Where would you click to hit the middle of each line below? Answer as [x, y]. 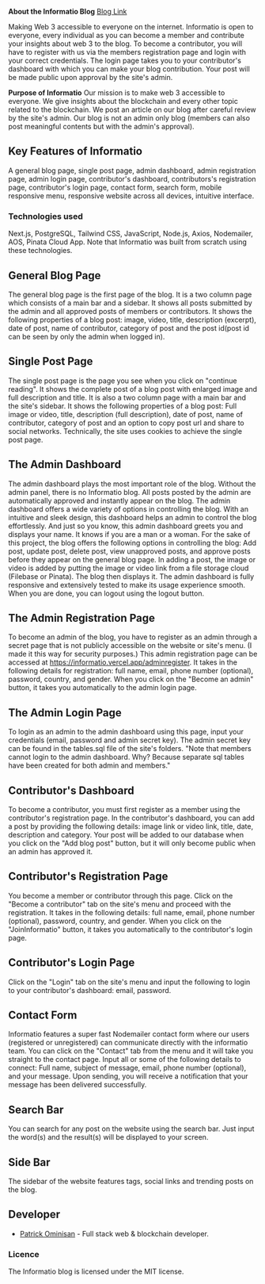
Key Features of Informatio [75, 151]
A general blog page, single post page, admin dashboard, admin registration [132, 171]
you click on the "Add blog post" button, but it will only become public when [132, 843]
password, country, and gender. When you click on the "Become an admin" [131, 679]
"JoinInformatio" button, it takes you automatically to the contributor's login [131, 929]
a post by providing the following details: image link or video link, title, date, [131, 826]
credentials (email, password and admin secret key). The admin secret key [129, 740]
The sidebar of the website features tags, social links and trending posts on [131, 1182]
